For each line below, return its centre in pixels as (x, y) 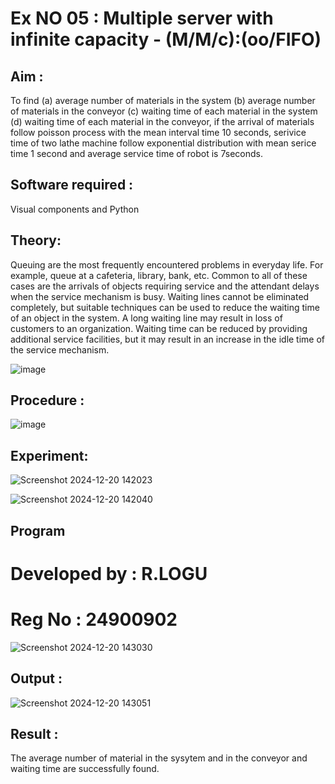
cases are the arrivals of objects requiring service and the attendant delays (165, 286)
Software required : (72, 185)
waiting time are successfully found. (85, 769)
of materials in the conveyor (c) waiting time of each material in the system (164, 111)
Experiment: (49, 455)
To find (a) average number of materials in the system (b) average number (163, 100)
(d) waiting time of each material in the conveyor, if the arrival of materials (162, 121)
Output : (36, 678)
